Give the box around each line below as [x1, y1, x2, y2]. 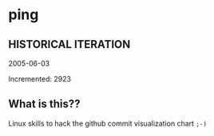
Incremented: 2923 [8, 74, 72, 83]
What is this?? [8, 98, 81, 111]
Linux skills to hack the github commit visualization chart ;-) [8, 118, 208, 128]
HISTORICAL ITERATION [8, 38, 131, 51]
